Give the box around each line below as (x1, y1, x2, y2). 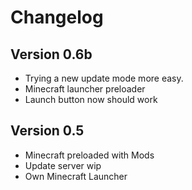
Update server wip (24, 159, 102, 171)
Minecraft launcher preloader (24, 83, 146, 95)
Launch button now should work (24, 94, 158, 105)
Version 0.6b (10, 46, 93, 63)
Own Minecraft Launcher (24, 170, 128, 182)
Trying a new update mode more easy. (24, 72, 184, 84)
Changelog (10, 6, 104, 29)
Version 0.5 (10, 122, 85, 140)
